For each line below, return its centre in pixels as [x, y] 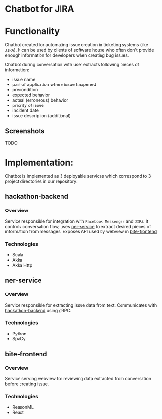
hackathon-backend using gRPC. [38, 310]
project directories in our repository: [41, 181]
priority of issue [28, 105]
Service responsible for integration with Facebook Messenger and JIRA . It [77, 221]
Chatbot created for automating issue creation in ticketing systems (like [77, 45]
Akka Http [22, 265]
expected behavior [31, 95]
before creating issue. [27, 384]
